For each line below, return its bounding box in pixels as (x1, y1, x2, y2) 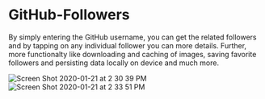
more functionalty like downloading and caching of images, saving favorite (8, 49, 257, 59)
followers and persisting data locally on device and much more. (8, 58, 220, 68)
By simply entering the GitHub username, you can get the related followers (8, 32, 257, 42)
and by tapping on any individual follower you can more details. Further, (8, 40, 247, 50)
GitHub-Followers (8, 6, 130, 24)
